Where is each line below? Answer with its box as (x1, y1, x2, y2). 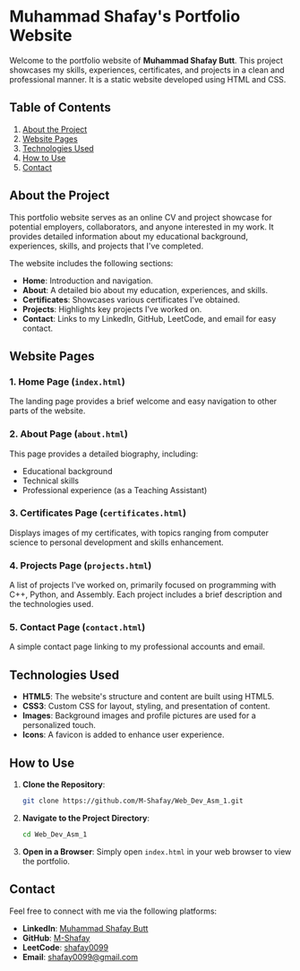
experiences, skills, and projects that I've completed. (9, 240, 204, 251)
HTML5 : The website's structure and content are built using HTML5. (21, 691, 275, 702)
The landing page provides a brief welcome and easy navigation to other (9, 396, 278, 407)
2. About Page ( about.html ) (9, 428, 128, 440)
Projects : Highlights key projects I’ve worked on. (21, 303, 202, 315)
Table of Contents (9, 100, 112, 116)
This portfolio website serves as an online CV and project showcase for (9, 212, 272, 222)
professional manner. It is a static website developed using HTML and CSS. (9, 74, 287, 84)
